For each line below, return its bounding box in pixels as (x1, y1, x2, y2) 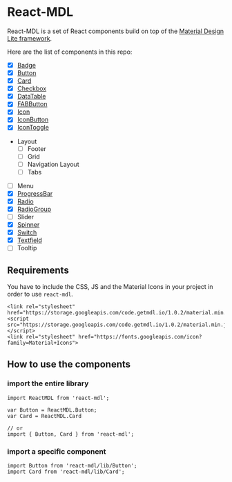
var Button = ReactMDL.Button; (7, 406, 97, 414)
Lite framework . (7, 34, 52, 42)
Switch (17, 228, 37, 237)
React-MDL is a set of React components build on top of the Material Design (7, 27, 224, 35)
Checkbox (17, 84, 47, 93)
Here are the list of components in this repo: (7, 48, 133, 56)
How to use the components (7, 358, 131, 370)
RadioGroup (17, 205, 52, 213)
